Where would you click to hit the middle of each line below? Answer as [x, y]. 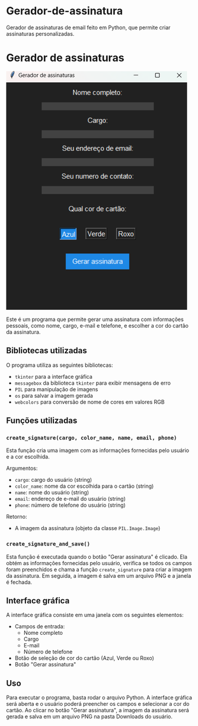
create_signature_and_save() [48, 544]
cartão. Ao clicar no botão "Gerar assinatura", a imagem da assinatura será [98, 711]
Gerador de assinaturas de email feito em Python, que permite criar [88, 27]
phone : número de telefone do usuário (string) [70, 505]
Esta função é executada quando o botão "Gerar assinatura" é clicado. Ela [97, 557]
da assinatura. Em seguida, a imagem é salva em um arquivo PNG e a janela [99, 575]
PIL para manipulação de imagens [56, 389]
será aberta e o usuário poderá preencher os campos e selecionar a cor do [98, 704]
